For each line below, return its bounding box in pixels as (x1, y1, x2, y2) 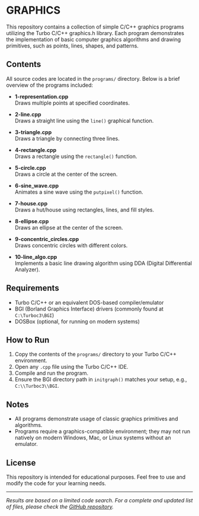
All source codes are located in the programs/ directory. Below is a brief (6, 75, 181, 82)
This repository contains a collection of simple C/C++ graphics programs (6, 23, 185, 30)
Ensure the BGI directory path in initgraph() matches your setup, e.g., (14, 376, 188, 383)
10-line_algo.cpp (14, 253, 57, 260)
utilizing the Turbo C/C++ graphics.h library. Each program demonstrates (6, 29, 185, 36)
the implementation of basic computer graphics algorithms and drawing (6, 36, 181, 43)
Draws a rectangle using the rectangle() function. (14, 153, 137, 160)
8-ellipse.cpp (14, 217, 49, 224)
